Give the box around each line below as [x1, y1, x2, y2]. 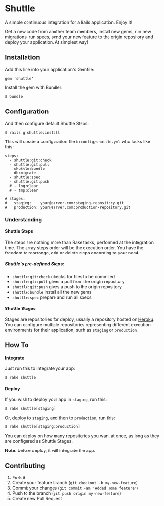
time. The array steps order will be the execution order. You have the [5, 244, 144, 251]
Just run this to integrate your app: [5, 365, 75, 371]
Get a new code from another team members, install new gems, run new [5, 28, 151, 34]
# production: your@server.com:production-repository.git [5, 205, 131, 210]
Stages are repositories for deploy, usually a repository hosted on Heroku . [5, 316, 155, 322]
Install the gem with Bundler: [5, 84, 63, 90]
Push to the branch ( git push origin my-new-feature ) [12, 490, 121, 496]
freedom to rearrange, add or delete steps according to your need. [5, 250, 140, 255]
